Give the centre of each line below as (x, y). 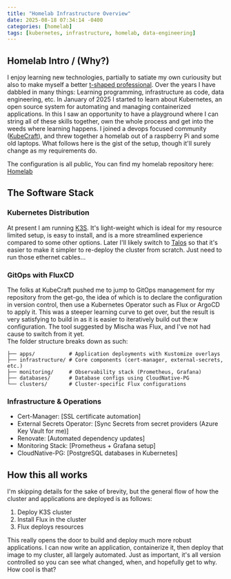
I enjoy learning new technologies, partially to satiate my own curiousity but (114, 77)
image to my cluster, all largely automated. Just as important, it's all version (114, 555)
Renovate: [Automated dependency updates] (81, 438)
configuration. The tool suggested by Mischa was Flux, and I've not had (109, 327)
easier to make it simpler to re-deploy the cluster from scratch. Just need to (114, 250)
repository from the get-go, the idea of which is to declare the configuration (115, 297)
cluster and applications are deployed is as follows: (80, 499)
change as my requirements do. (52, 151)
